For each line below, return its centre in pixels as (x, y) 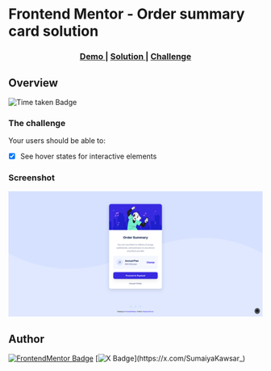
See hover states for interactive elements (88, 156)
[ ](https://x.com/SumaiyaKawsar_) (171, 358)
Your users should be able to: (57, 141)
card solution (54, 31)
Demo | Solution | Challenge (135, 57)
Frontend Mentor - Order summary (127, 14)
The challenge (37, 123)
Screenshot (31, 178)
